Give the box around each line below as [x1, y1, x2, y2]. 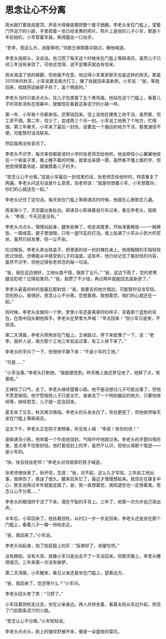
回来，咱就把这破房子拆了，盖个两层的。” [5, 84, 87, 90]
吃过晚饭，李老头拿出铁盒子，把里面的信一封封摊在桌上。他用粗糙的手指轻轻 [5, 247, 161, 253]
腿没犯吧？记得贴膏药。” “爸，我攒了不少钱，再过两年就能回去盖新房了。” [5, 275, 151, 282]
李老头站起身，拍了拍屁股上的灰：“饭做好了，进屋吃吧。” [5, 542, 120, 549]
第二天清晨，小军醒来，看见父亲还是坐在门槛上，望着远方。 [5, 569, 126, 576]
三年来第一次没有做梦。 [22, 559, 70, 565]
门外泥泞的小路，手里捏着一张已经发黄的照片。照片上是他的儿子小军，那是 [5, 28, 157, 34]
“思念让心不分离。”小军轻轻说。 [5, 618, 68, 624]
